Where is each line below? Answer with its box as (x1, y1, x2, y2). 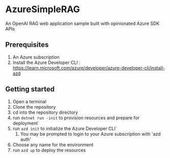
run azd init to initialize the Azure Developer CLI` (12, 125, 117, 132)
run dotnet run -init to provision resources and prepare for (12, 114, 140, 120)
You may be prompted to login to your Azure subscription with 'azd (20, 131, 161, 137)
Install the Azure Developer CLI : (12, 59, 80, 66)
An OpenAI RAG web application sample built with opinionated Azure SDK (5, 20, 160, 26)
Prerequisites (5, 41, 49, 49)
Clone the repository (12, 104, 56, 110)
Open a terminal (12, 98, 47, 105)
